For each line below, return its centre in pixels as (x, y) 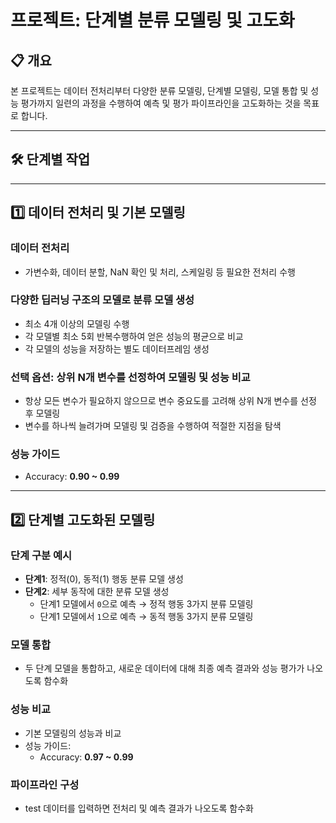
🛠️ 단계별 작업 (50, 159)
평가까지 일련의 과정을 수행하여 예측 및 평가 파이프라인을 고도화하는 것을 (161, 103)
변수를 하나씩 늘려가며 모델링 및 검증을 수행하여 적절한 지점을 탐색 (153, 426)
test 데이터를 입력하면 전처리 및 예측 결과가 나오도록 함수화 (139, 808)
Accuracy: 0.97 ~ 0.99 (86, 757)
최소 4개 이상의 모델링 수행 (77, 323)
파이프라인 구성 (45, 784)
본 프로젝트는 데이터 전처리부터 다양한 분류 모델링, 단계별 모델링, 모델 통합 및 (159, 90)
